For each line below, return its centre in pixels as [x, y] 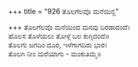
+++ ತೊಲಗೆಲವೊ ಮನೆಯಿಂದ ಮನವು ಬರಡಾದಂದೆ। [69, 27]
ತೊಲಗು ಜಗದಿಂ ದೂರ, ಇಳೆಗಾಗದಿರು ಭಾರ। [58, 45]
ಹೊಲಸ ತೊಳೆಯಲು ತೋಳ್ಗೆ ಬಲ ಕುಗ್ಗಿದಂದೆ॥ [59, 36]
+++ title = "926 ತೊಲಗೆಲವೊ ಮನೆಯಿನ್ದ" [63, 11]
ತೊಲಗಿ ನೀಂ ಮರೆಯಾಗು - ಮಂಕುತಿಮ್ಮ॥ [55, 54]
